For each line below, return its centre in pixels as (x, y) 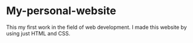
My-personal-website (61, 11)
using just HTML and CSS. (38, 33)
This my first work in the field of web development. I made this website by (96, 27)
